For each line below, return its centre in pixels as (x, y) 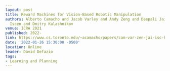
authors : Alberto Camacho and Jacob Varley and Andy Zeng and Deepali (81, 19)
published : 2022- (24, 33)
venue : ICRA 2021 (24, 28)
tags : (11, 56)
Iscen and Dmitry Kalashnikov (41, 24)
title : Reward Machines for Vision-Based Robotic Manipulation (73, 14)
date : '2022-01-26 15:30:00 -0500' (43, 42)
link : (11, 38)
